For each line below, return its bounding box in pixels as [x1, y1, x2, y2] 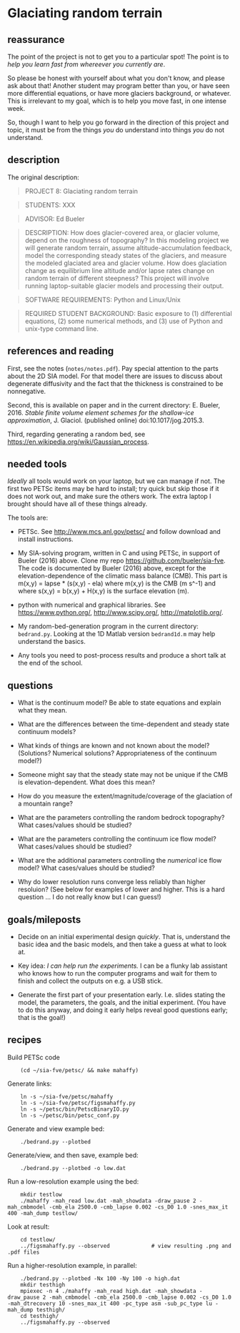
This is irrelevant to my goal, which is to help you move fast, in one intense [7, 96, 227, 105]
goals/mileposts [7, 913, 81, 926]
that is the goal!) [17, 1014, 66, 1022]
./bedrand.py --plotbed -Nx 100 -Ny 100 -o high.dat [20, 1274, 181, 1282]
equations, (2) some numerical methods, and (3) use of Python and [24, 317, 224, 325]
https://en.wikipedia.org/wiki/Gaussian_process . [7, 437, 150, 446]
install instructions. [17, 535, 74, 544]
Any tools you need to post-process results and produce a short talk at [17, 651, 226, 660]
